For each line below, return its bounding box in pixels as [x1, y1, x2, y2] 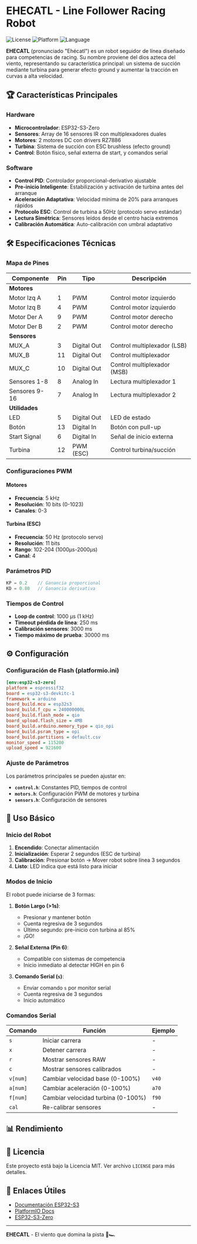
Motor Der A [9, 312, 43, 321]
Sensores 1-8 [9, 377, 49, 385]
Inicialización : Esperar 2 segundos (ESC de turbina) [14, 850, 141, 858]
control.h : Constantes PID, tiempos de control [14, 784, 127, 791]
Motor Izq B [9, 303, 41, 311]
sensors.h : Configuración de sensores [14, 796, 107, 803]
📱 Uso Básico [6, 813, 55, 823]
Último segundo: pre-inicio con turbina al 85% [23, 926, 135, 933]
